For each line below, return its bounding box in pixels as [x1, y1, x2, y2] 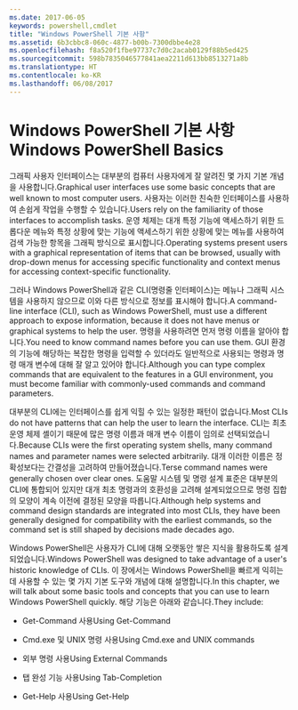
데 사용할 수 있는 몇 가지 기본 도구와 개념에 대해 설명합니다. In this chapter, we [9, 576, 280, 586]
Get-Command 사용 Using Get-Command [21, 615, 171, 625]
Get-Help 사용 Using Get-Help [21, 690, 130, 701]
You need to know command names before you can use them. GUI [25, 336, 270, 347]
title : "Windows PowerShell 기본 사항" [9, 29, 149, 38]
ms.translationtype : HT [9, 63, 98, 72]
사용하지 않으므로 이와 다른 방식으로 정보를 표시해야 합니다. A [25, 295, 236, 306]
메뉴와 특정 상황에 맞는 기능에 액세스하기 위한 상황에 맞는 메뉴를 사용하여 [32, 226, 285, 237]
